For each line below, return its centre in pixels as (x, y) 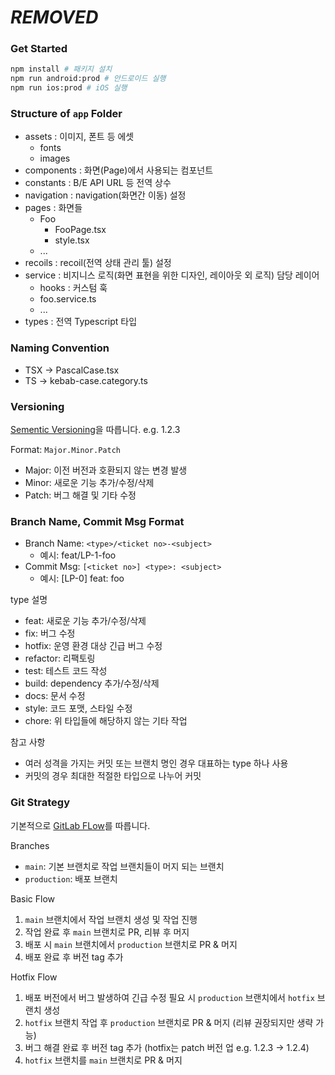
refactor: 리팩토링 (60, 658)
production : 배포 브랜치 (71, 878)
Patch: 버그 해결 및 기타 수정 (80, 495)
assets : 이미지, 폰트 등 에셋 (79, 137)
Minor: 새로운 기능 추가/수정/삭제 (89, 482)
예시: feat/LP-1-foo (78, 555)
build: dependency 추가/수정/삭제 (92, 683)
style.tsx (72, 240)
